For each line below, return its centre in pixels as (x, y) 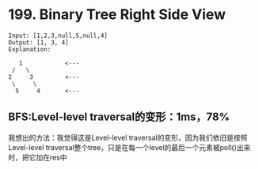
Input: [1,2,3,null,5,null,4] (58, 36)
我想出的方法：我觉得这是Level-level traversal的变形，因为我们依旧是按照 (128, 137)
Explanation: (30, 49)
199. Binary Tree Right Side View (117, 15)
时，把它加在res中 (38, 157)
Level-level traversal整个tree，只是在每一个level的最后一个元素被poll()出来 (129, 147)
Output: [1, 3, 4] (38, 42)
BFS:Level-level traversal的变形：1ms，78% (119, 117)
